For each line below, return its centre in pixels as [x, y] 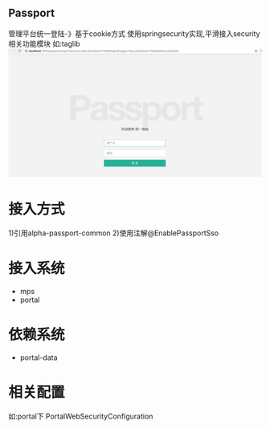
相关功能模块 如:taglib [44, 43]
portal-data [39, 357]
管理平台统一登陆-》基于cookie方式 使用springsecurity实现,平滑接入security [134, 33]
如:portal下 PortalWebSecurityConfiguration [81, 416]
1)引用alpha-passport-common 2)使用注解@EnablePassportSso [114, 233]
